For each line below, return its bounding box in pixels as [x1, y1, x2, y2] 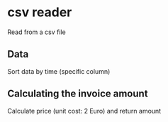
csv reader [7, 4, 72, 21]
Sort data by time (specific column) [7, 67, 111, 75]
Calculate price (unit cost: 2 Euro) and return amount [7, 106, 162, 115]
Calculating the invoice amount [7, 88, 148, 100]
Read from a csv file [7, 28, 66, 36]
